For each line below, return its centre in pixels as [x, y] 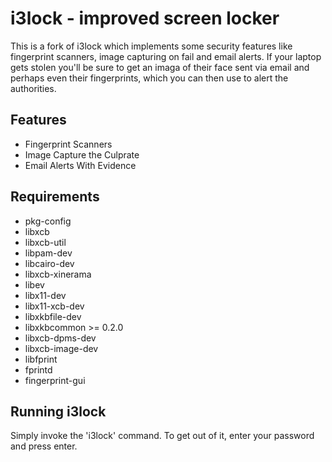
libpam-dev [48, 253]
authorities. [33, 88]
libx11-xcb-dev [54, 306]
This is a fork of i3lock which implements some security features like [151, 46]
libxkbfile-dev [53, 316]
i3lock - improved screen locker [145, 18]
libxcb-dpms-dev [60, 338]
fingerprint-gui [55, 380]
